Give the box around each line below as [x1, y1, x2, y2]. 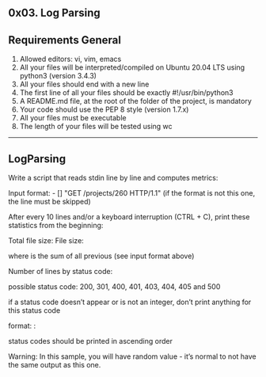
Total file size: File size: [8, 236, 85, 246]
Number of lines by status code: [8, 267, 113, 276]
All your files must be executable [19, 113, 127, 123]
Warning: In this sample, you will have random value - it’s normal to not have [8, 352, 256, 361]
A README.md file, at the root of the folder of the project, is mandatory [19, 97, 252, 106]
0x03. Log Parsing [8, 6, 101, 20]
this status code [8, 306, 61, 315]
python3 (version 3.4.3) [19, 71, 97, 81]
